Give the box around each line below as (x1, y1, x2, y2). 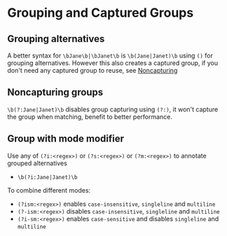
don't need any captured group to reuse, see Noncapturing (7, 67, 178, 74)
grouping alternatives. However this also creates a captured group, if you (7, 59, 219, 67)
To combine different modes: (7, 186, 91, 194)
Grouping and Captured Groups (7, 5, 194, 21)
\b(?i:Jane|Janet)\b (17, 174, 78, 181)
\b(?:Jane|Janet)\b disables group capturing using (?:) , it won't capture (7, 105, 219, 113)
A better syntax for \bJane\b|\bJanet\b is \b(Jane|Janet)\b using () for (7, 51, 214, 60)
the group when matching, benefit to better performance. (7, 112, 173, 120)
